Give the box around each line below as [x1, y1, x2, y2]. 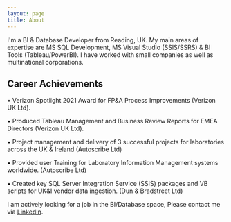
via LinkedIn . [7, 207, 44, 216]
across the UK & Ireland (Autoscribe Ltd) [7, 145, 122, 153]
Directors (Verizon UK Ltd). [7, 124, 84, 133]
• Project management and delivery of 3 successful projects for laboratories [7, 138, 225, 146]
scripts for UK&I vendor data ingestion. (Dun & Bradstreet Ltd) [7, 187, 183, 195]
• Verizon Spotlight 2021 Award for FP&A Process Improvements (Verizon [7, 96, 216, 105]
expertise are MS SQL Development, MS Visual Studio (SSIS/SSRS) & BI [7, 43, 211, 51]
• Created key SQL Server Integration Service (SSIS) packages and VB [7, 180, 208, 188]
